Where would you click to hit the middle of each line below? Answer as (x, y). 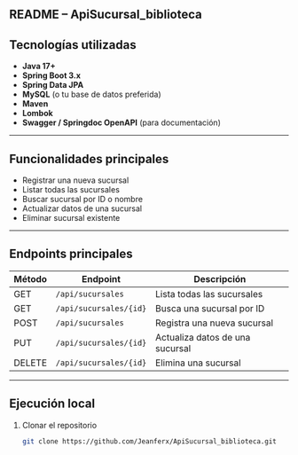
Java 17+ (39, 67)
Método (30, 278)
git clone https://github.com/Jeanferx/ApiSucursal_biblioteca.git (149, 441)
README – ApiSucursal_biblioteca (106, 15)
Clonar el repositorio (59, 425)
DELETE (30, 363)
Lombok (37, 114)
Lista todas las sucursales (209, 294)
